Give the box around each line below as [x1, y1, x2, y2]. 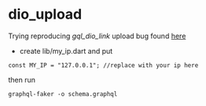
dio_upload [8, 5, 83, 23]
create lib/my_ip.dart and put [19, 46, 113, 55]
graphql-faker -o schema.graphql [8, 90, 118, 98]
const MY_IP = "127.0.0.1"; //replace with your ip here [8, 61, 199, 69]
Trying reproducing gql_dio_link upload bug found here [8, 31, 186, 41]
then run [8, 75, 36, 84]
